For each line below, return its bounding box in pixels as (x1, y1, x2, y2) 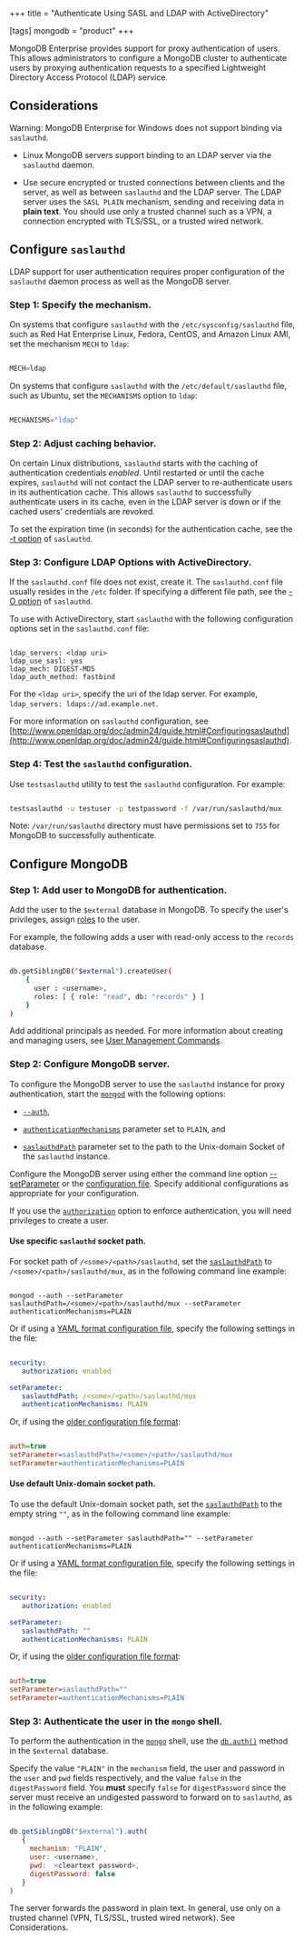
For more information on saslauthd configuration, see (9, 715, 209, 726)
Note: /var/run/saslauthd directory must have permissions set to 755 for (9, 820, 280, 831)
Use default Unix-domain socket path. (9, 1478, 156, 1489)
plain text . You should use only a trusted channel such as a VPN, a (22, 205, 272, 216)
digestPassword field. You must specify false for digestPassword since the (9, 1782, 287, 1794)
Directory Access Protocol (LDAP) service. (9, 72, 169, 83)
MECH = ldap (9, 364, 47, 373)
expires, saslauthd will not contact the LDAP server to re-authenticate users (9, 476, 293, 487)
